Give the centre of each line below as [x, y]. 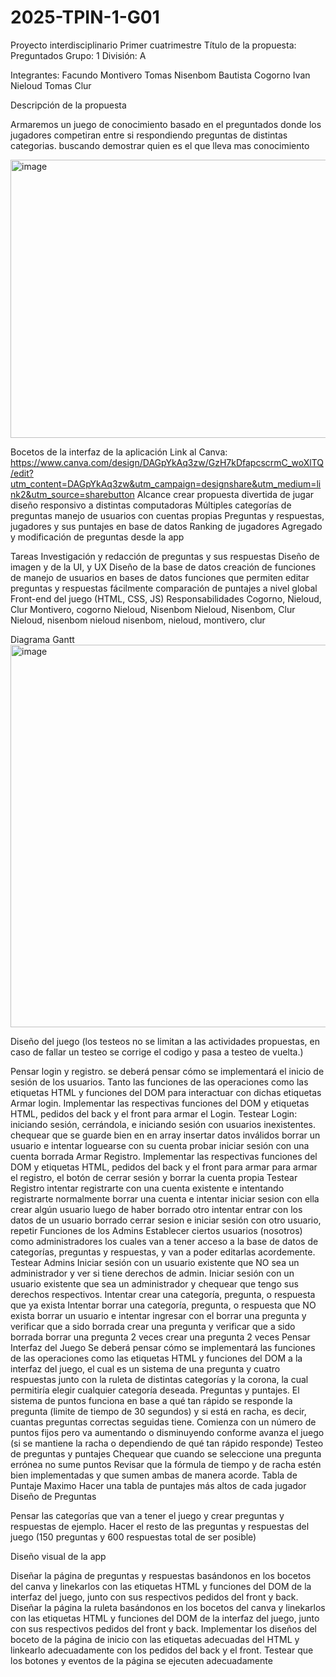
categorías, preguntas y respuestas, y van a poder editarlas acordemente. [163, 1252]
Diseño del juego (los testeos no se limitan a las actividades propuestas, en [165, 1041]
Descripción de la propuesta [68, 105]
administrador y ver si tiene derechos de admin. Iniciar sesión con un [152, 1273]
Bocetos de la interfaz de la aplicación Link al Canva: [119, 452]
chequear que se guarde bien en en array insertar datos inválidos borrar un [165, 1135]
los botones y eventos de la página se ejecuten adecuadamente [141, 1660]
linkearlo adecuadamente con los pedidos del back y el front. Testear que [162, 1650]
